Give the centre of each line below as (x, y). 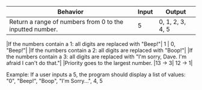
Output (176, 12)
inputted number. (34, 29)
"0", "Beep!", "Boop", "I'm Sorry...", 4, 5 (55, 81)
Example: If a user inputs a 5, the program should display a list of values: (96, 75)
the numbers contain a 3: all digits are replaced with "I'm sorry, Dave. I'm (96, 57)
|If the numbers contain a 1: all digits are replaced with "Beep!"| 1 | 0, (91, 44)
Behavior (71, 12)
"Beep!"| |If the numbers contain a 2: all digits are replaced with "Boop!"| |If (99, 50)
